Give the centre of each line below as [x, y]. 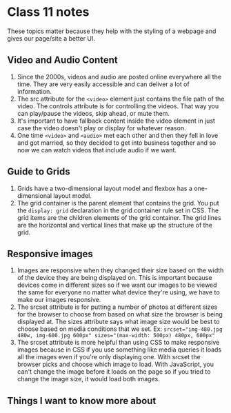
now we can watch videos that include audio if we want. [97, 150]
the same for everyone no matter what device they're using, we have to [118, 292]
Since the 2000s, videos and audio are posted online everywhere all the [119, 77]
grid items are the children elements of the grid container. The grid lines [119, 217]
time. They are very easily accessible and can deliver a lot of [103, 84]
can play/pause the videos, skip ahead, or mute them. [93, 113]
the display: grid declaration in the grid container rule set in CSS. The [118, 210]
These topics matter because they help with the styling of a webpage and [112, 31]
